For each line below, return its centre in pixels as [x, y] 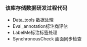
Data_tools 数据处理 [33, 20]
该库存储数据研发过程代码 [36, 8]
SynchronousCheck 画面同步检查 [47, 39]
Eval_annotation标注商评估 [40, 26]
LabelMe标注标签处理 [35, 33]
